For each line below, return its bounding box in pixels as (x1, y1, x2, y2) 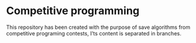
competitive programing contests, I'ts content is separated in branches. (6, 29, 182, 37)
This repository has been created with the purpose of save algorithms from (6, 24, 191, 31)
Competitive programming (6, 4, 140, 18)
